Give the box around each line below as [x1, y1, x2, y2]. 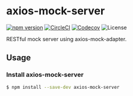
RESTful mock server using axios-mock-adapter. [6, 35, 127, 42]
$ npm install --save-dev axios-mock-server [6, 84, 120, 90]
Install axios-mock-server [6, 70, 84, 79]
